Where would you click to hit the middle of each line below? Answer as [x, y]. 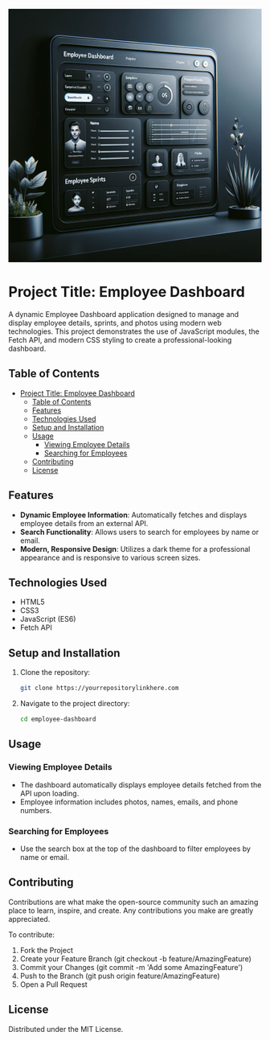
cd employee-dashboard [58, 719]
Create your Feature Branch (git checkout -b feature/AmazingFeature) [135, 959]
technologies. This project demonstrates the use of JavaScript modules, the [134, 331]
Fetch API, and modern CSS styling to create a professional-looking [120, 339]
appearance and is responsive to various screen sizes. [110, 557]
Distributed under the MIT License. [66, 1029]
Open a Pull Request [54, 984]
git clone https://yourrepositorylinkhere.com [99, 689]
